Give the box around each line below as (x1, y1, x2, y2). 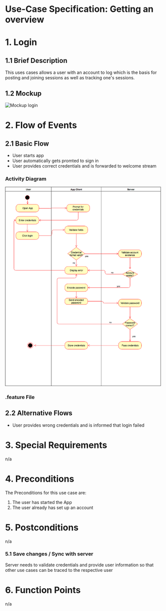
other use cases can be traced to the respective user (5, 567, 113, 573)
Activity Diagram (5, 175, 47, 182)
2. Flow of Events (5, 120, 78, 131)
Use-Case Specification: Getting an (5, 3, 154, 15)
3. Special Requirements (5, 440, 107, 450)
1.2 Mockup (5, 89, 42, 98)
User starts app (12, 153, 44, 158)
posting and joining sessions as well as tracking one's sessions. (5, 75, 135, 81)
